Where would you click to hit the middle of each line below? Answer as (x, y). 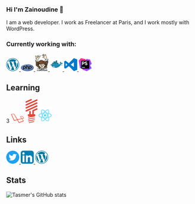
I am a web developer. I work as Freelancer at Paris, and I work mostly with (98, 23)
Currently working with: (41, 44)
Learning (23, 88)
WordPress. (21, 29)
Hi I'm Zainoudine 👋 (35, 10)
